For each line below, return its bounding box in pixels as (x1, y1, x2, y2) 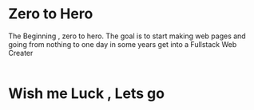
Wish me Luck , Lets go (8, 84, 165, 103)
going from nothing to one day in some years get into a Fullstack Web (8, 39, 237, 49)
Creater (8, 48, 34, 57)
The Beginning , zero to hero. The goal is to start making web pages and (8, 31, 246, 41)
